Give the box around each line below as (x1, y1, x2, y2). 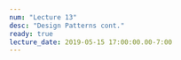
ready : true (9, 29, 53, 38)
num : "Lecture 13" (9, 12, 77, 22)
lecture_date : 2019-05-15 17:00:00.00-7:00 (9, 37, 173, 47)
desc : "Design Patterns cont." (9, 21, 125, 30)
